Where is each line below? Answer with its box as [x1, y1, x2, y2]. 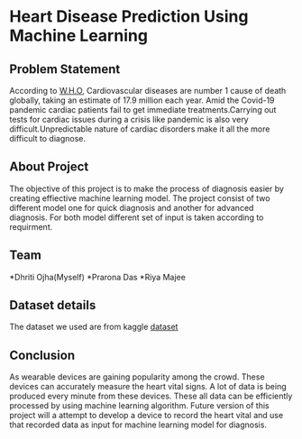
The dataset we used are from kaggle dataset [9, 322, 178, 333]
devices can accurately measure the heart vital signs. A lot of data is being [9, 381, 287, 392]
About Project [9, 160, 89, 175]
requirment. [9, 221, 53, 232]
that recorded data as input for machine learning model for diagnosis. [9, 419, 268, 430]
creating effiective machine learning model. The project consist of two [9, 192, 270, 204]
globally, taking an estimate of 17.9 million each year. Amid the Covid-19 [9, 95, 275, 105]
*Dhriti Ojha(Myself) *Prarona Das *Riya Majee [9, 271, 187, 282]
